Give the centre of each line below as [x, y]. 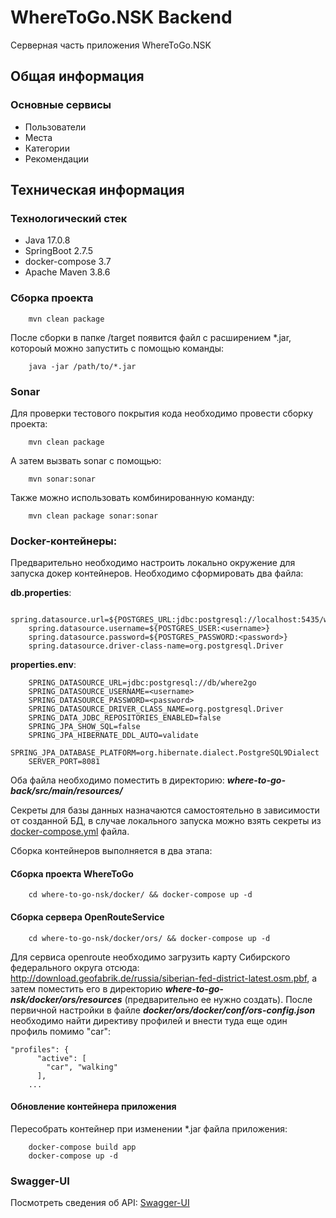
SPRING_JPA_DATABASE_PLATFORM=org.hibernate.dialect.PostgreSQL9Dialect [165, 753]
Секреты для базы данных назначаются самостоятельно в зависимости [165, 810]
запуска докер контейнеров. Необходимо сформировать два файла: [157, 573]
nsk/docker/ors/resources [66, 999]
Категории [47, 148]
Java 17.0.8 [47, 240]
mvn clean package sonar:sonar [93, 516]
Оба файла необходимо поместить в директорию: [117, 780]
